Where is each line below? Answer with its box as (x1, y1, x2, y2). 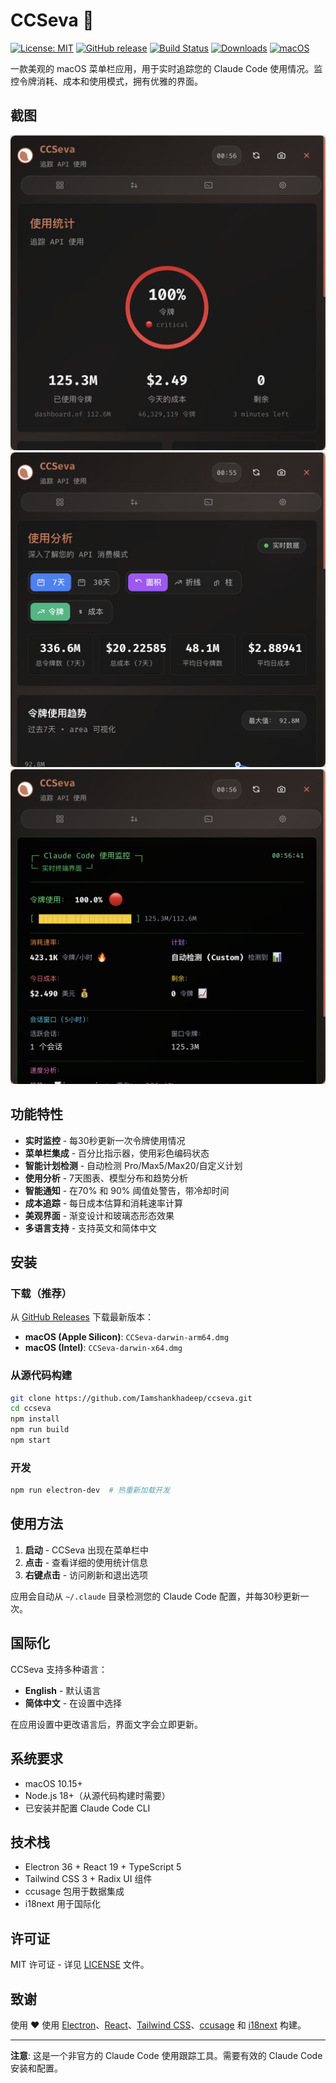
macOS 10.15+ (24, 1777, 83, 1789)
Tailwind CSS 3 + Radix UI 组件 (24, 1873, 153, 1885)
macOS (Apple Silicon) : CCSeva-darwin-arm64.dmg (24, 1331, 230, 1343)
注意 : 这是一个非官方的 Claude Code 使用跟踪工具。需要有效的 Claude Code (10, 2049, 323, 2061)
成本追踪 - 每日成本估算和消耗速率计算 (24, 1197, 184, 1209)
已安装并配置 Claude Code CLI (24, 1802, 151, 1814)
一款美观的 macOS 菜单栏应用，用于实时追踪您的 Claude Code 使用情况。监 (10, 62, 323, 74)
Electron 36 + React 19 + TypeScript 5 (24, 1861, 182, 1873)
